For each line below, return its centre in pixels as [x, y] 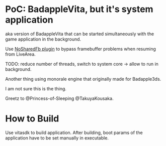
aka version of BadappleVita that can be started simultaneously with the [80, 34]
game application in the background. [43, 39]
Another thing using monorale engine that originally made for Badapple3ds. [83, 79]
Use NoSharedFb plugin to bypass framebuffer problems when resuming [80, 49]
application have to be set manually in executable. [57, 138]
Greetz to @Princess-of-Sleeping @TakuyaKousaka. [60, 98]
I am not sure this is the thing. [36, 88]
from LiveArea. [21, 54]
